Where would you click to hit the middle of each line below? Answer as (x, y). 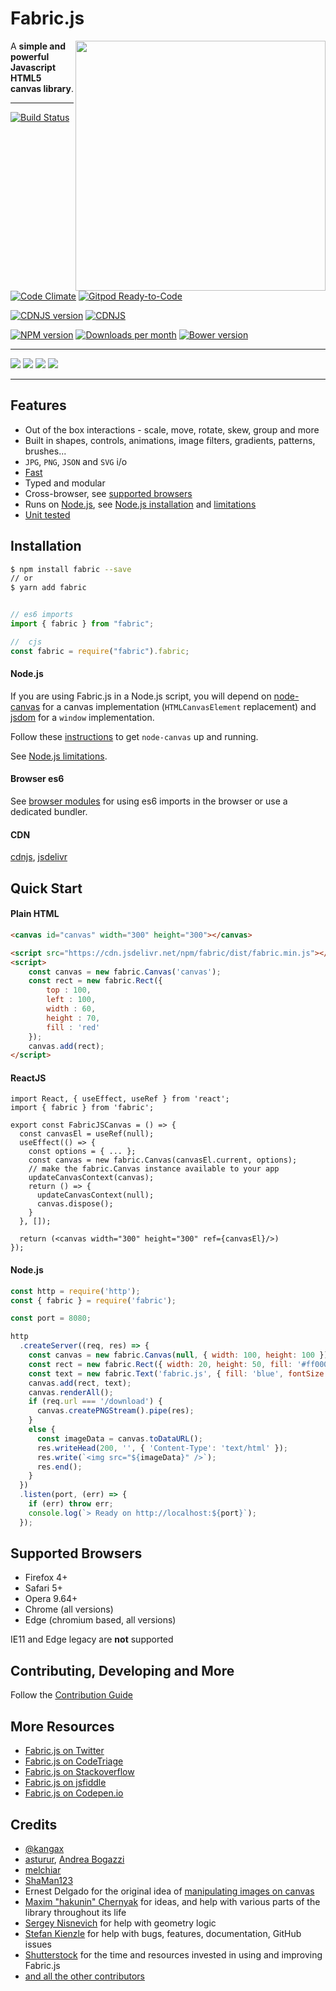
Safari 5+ (43, 1588)
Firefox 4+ (46, 1578)
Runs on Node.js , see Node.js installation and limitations (140, 504)
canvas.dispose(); (75, 1204)
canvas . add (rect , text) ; (80, 1383)
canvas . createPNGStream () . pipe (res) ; (115, 1411)
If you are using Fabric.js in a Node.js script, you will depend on (141, 696)
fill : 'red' (73, 1027)
